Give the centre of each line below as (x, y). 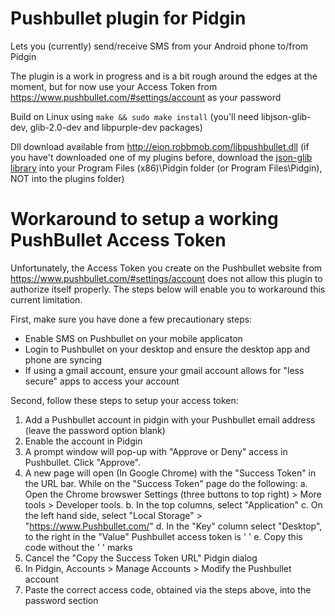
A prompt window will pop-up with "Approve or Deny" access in (156, 451)
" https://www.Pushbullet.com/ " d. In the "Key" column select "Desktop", (173, 526)
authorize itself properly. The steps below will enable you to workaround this (168, 289)
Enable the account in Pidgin (83, 441)
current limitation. (46, 299)
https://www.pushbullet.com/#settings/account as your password (146, 97)
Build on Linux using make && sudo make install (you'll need (135, 116)
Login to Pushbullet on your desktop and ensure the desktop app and (167, 349)
